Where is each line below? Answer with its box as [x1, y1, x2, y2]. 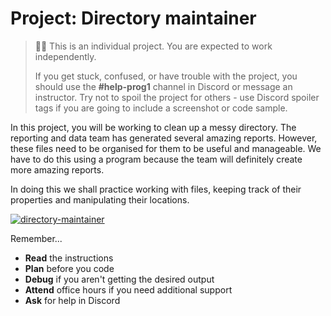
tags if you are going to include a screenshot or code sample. [34, 102, 288, 114]
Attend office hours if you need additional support [24, 283, 233, 296]
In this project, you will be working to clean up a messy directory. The [10, 121, 297, 133]
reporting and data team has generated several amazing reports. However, [10, 132, 318, 144]
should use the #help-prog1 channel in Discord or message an [34, 80, 293, 92]
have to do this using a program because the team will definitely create [10, 153, 303, 165]
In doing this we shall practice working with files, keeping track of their [10, 183, 302, 195]
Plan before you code [24, 262, 115, 274]
